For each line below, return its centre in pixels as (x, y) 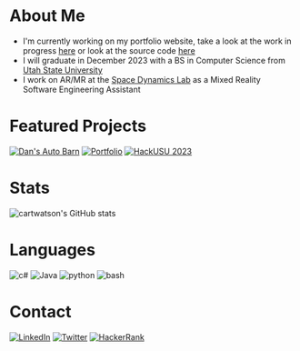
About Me (47, 16)
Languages (52, 250)
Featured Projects (78, 126)
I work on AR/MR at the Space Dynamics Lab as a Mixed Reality (141, 79)
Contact (40, 311)
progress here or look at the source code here (109, 50)
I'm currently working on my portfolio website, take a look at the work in (157, 41)
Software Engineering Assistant (81, 89)
